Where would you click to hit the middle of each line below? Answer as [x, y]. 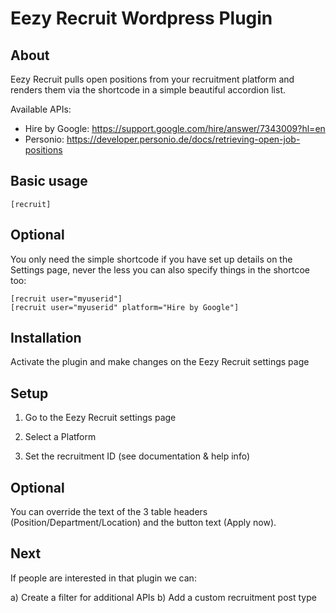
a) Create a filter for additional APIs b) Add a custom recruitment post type [163, 597]
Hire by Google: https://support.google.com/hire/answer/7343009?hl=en [175, 128]
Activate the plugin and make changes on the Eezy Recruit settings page [160, 362]
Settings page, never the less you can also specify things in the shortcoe [160, 269]
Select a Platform [60, 437]
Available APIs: [41, 109]
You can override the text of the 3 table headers [109, 512]
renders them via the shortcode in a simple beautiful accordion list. [148, 90]
